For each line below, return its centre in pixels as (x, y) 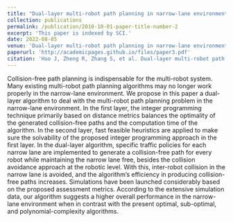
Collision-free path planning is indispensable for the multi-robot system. (110, 78)
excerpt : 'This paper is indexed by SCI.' (69, 33)
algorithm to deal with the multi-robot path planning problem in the (118, 101)
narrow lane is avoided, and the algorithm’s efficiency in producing (102, 174)
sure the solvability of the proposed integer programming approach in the (112, 137)
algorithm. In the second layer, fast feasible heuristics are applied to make (113, 130)
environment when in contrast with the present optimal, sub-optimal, (119, 204)
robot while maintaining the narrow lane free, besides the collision (101, 160)
